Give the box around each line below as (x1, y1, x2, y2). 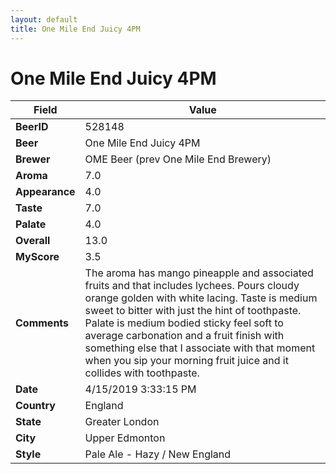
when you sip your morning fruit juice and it (84, 354, 289, 368)
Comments (15, 316, 70, 330)
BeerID (15, 120, 49, 134)
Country (15, 399, 56, 413)
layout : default (10, 14, 78, 25)
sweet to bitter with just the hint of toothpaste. (84, 304, 302, 318)
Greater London (84, 415, 160, 429)
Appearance (15, 185, 76, 199)
